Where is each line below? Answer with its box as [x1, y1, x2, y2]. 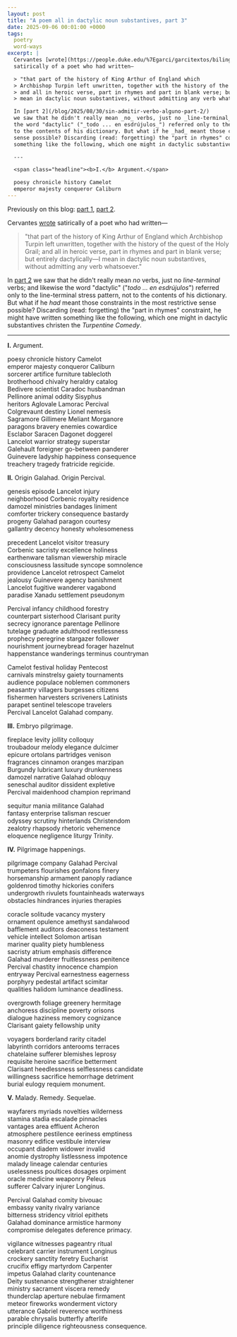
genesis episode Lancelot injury [7, 487, 100, 495]
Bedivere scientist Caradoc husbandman [7, 385, 126, 393]
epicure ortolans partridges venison [7, 750, 111, 758]
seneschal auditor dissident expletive [7, 780, 115, 789]
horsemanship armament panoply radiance [7, 873, 133, 882]
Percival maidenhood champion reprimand [7, 787, 131, 796]
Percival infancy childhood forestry [7, 604, 109, 612]
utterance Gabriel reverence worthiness [7, 1307, 123, 1315]
